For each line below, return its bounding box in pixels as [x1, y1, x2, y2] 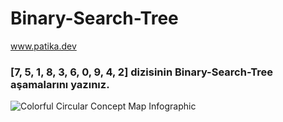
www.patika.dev [10, 40, 77, 52]
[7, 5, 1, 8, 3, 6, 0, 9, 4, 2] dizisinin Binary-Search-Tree [10, 65, 274, 79]
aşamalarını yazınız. [10, 77, 110, 91]
